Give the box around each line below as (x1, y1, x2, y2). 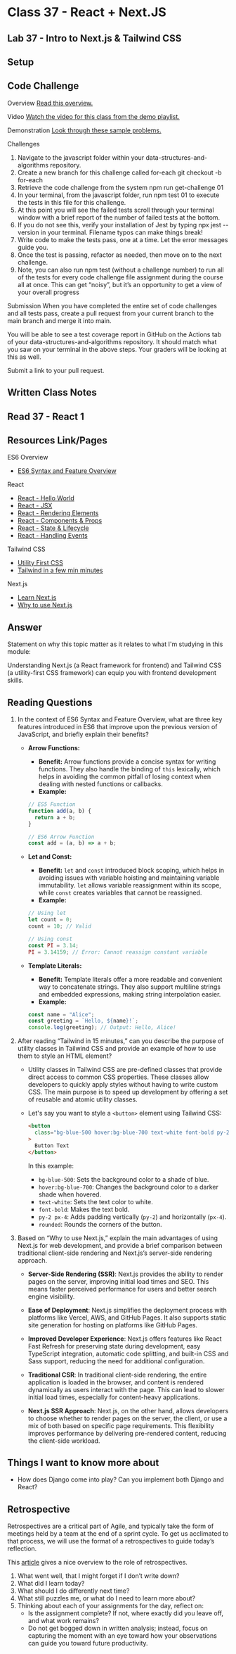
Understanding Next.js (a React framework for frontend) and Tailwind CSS (7, 661, 222, 669)
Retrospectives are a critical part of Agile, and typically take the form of (7, 1522, 214, 1531)
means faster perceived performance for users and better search (27, 1284, 217, 1293)
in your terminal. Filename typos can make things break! (41, 228, 203, 236)
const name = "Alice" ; (27, 1011, 95, 1018)
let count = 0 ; (27, 916, 72, 923)
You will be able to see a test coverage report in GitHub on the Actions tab (7, 330, 222, 339)
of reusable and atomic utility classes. (27, 1095, 138, 1104)
